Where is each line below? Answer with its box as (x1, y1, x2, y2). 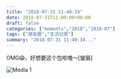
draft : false (6, 20, 40, 26)
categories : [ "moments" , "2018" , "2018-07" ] (6, 25, 116, 32)
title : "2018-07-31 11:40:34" (6, 8, 83, 15)
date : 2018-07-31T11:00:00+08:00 (6, 14, 91, 21)
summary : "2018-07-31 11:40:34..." (6, 37, 97, 43)
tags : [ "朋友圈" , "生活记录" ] (6, 31, 74, 37)
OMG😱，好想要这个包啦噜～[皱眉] (6, 54, 93, 61)
